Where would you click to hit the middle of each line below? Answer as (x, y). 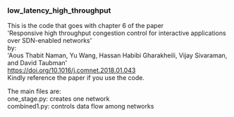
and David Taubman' (37, 63)
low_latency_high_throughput (59, 11)
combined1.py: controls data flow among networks (81, 106)
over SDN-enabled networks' (50, 41)
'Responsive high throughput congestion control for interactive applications (117, 33)
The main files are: (34, 91)
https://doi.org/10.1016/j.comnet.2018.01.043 (72, 70)
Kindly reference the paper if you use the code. (76, 78)
